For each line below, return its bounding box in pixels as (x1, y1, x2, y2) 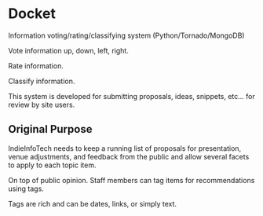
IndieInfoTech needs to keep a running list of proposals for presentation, (8, 143, 242, 153)
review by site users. (8, 100, 75, 109)
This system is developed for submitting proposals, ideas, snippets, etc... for (8, 91, 255, 101)
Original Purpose (8, 123, 93, 136)
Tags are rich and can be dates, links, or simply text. (8, 199, 177, 208)
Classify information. (8, 76, 75, 86)
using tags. (8, 184, 45, 193)
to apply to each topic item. (8, 160, 97, 170)
